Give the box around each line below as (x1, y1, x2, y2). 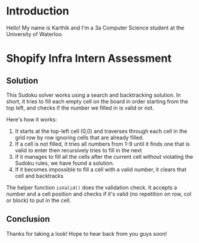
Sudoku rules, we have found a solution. (14, 159, 114, 167)
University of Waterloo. (6, 30, 64, 37)
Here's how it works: (6, 115, 58, 123)
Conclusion (6, 214, 50, 224)
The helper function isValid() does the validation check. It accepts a (6, 183, 177, 191)
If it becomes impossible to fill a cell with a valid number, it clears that (14, 165, 187, 173)
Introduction (6, 4, 70, 18)
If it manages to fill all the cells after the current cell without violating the (14, 153, 194, 160)
